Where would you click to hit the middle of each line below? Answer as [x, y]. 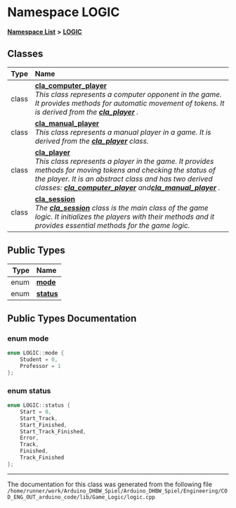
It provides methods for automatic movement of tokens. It [130, 103]
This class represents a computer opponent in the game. [129, 94]
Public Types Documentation [72, 318]
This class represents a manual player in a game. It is [123, 132]
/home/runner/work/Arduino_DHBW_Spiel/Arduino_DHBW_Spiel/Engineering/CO [118, 491]
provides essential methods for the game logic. [112, 225]
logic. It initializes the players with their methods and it [125, 217]
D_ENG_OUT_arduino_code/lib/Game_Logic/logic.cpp [81, 497]
